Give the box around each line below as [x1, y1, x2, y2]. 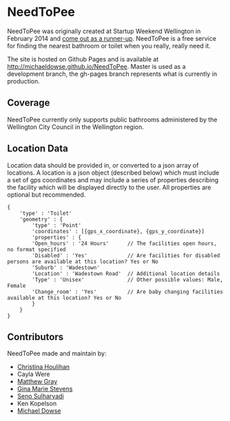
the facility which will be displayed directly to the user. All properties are [7, 183, 211, 191]
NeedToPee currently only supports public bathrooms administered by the [7, 115, 218, 124]
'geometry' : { [19, 215, 63, 223]
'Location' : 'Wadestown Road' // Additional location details [32, 270, 220, 277]
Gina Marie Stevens [17, 384, 73, 393]
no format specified [7, 246, 67, 253]
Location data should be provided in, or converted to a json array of [7, 161, 199, 169]
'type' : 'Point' [32, 222, 81, 228]
